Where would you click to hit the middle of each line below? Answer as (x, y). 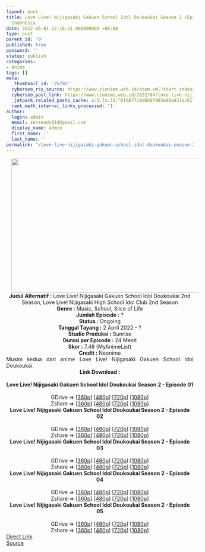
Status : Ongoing (100, 321)
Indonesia (23, 23)
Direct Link (19, 537)
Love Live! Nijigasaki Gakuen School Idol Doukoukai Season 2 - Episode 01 (100, 384)
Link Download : (100, 372)
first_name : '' (30, 134)
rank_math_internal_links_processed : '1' (64, 106)
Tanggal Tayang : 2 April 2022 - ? (100, 327)
